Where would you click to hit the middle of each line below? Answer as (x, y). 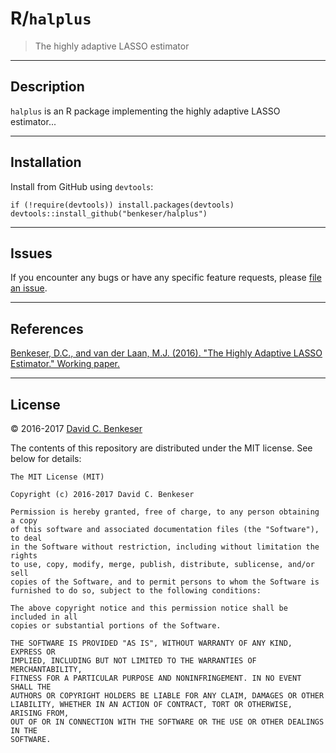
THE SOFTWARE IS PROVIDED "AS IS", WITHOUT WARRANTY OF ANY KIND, (151, 643)
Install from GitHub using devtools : (82, 186)
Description (47, 87)
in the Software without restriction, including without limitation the (165, 547)
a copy (24, 521)
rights (24, 556)
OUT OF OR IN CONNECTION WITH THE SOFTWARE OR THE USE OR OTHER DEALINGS (167, 722)
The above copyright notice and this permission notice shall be (149, 608)
